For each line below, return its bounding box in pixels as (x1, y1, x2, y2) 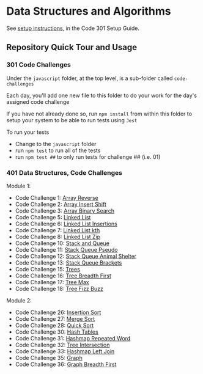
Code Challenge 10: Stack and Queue (15, 240, 110, 247)
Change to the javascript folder (15, 140, 97, 147)
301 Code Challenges (6, 61, 72, 69)
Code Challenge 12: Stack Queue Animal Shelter (15, 252, 136, 260)
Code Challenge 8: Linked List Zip (15, 233, 101, 240)
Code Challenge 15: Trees (15, 265, 81, 273)
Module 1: (6, 182, 31, 189)
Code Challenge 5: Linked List (15, 213, 91, 221)
